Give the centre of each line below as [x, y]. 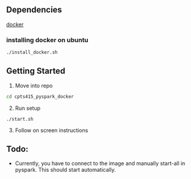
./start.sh [20, 119]
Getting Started [36, 71]
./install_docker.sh [32, 53]
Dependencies [34, 10]
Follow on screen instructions [52, 130]
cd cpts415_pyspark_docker [40, 96]
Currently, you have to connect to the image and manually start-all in [100, 163]
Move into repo [34, 85]
